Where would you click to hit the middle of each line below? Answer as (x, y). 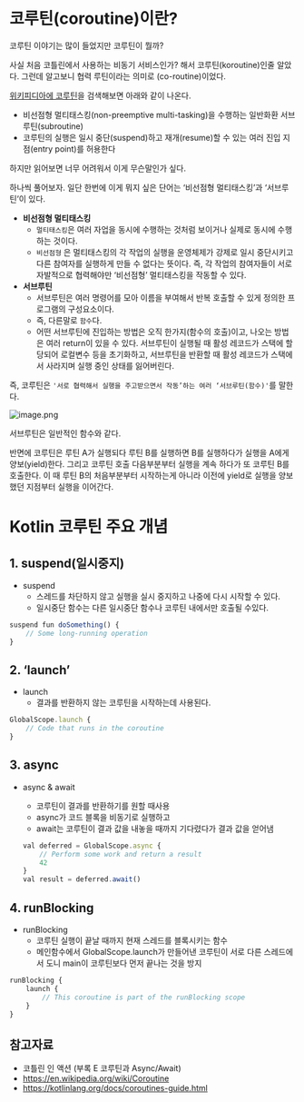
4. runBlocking (52, 908)
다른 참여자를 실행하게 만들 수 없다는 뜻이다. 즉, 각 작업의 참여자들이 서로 (164, 263)
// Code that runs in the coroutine (95, 729)
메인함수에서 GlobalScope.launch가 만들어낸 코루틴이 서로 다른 (149, 952)
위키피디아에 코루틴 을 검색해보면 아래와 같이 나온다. (100, 95)
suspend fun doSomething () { (64, 625)
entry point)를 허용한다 (74, 149)
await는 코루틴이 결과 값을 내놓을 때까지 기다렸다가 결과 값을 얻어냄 (155, 829)
